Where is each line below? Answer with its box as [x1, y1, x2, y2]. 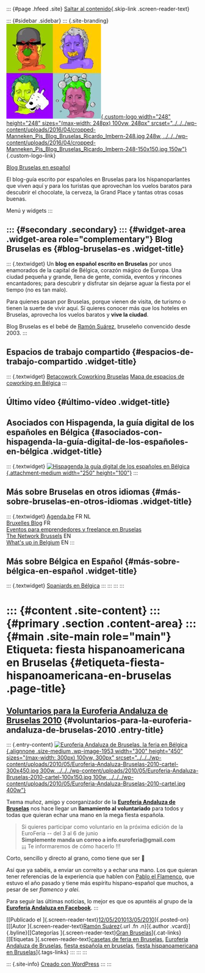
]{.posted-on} [154, 916, 189, 923]
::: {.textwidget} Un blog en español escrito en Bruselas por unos [6, 260, 172, 267]
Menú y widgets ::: [6, 207, 53, 214]
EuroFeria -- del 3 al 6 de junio [21, 830, 99, 837]
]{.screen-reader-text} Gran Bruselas [60, 929, 152, 936]
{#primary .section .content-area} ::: [6, 616, 196, 631]
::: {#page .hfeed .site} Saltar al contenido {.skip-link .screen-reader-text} [6, 6, 190, 12]
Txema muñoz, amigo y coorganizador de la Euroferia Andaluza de [6, 798, 176, 806]
